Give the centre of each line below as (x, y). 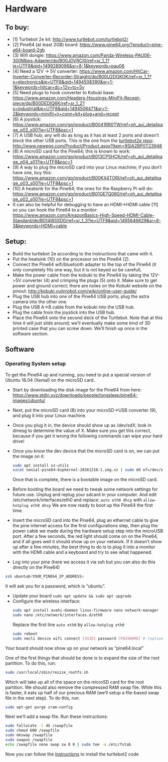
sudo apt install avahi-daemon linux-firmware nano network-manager (86, 611)
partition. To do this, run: (31, 663)
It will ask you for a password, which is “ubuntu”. (55, 586)
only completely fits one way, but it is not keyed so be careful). (77, 269)
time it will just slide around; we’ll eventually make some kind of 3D (81, 323)
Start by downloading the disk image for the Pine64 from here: (77, 390)
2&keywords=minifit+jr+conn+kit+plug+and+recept (66, 114)
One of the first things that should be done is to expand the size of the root (82, 658)
